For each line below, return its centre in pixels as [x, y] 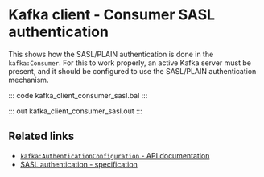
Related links [41, 136]
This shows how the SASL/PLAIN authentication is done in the [111, 54]
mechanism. [29, 80]
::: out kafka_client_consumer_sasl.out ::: [75, 111]
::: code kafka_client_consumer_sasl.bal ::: [78, 95]
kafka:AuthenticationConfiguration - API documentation [115, 155]
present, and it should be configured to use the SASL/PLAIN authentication [132, 71]
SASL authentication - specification [79, 164]
